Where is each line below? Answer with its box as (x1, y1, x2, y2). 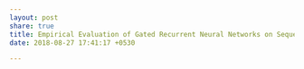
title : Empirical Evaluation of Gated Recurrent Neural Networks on (9, 30, 273, 39)
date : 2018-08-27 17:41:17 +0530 (9, 38, 136, 47)
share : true (9, 22, 54, 30)
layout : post (9, 13, 59, 22)
